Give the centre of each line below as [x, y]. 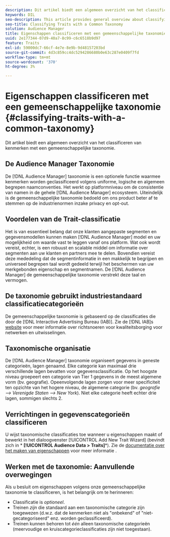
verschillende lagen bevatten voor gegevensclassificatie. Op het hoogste [81, 371]
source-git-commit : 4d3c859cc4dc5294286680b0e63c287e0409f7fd [72, 52]
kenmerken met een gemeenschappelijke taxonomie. [60, 148]
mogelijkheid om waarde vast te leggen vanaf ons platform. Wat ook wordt [83, 242]
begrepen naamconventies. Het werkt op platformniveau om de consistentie [84, 187]
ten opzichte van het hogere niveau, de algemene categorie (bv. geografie [83, 388]
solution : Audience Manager [35, 29]
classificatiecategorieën [45, 304]
